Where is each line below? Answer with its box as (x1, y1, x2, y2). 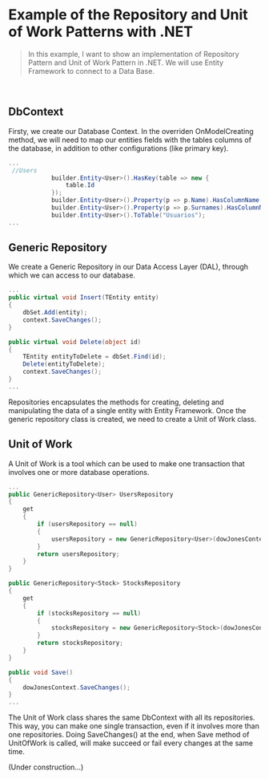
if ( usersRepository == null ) (37, 520, 138, 528)
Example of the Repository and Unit (8, 6, 248, 24)
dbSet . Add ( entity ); (22, 309, 88, 317)
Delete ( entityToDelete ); (22, 360, 106, 368)
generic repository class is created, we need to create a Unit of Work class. (8, 414, 257, 424)
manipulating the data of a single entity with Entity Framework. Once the (8, 405, 247, 415)
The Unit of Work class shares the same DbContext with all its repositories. (8, 712, 255, 723)
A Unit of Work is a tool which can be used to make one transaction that (8, 459, 246, 469)
